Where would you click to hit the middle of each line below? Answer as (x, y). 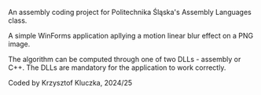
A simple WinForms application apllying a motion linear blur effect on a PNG (131, 36)
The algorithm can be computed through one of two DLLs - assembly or (125, 59)
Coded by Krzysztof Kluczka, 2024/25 (70, 83)
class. (18, 20)
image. (19, 44)
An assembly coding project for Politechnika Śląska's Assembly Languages (130, 12)
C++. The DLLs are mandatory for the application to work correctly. (117, 68)
